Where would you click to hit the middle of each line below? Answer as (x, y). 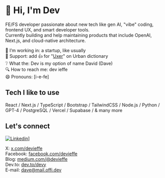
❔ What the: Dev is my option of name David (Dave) (59, 63)
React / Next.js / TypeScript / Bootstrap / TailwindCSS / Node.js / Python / (83, 105)
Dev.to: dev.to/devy (26, 164)
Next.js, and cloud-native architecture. (46, 41)
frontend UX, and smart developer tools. (48, 29)
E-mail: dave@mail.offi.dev (34, 170)
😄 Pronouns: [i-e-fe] (27, 77)
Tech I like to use (32, 93)
